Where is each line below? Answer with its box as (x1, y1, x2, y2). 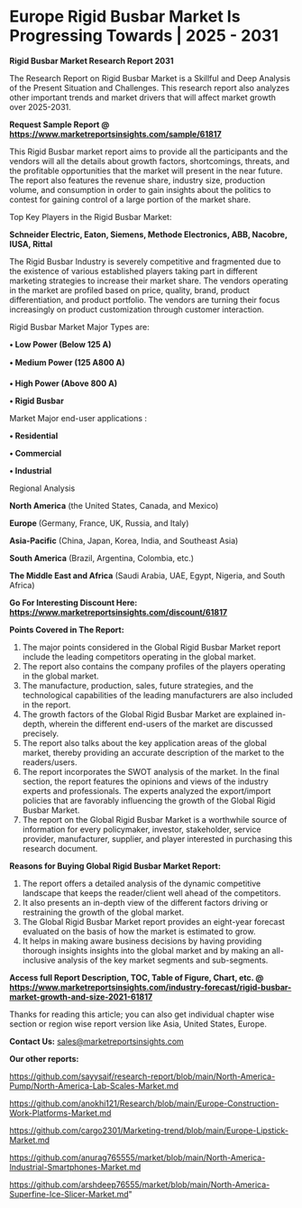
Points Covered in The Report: (9, 624, 124, 635)
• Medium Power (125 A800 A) (9, 356, 125, 367)
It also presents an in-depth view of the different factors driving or (22, 897, 269, 908)
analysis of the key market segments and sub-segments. (57, 954, 269, 965)
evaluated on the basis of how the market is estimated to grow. (22, 926, 256, 936)
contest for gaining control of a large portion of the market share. (9, 194, 252, 205)
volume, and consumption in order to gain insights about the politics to (9, 184, 271, 195)
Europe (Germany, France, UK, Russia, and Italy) (9, 517, 189, 529)
